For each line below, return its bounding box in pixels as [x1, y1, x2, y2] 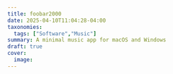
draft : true [7, 43, 43, 50]
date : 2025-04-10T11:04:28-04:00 [7, 17, 106, 24]
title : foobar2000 [7, 10, 62, 18]
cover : [7, 50, 27, 57]
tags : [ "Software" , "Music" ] [13, 30, 97, 37]
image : [13, 56, 33, 63]
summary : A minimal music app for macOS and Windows [7, 37, 167, 44]
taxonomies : [7, 23, 43, 30]
